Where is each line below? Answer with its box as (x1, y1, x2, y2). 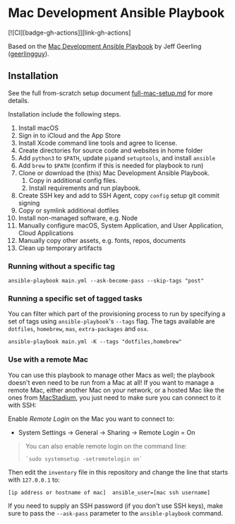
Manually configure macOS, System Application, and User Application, (18, 221, 224, 230)
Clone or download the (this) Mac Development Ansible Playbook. (18, 168, 210, 177)
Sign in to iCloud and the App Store (18, 131, 121, 139)
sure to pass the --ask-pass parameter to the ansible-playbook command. (8, 508, 224, 517)
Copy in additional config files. (28, 176, 118, 184)
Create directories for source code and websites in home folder (18, 146, 203, 155)
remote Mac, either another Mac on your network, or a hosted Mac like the (8, 386, 225, 394)
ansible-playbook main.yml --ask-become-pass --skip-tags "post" (8, 278, 204, 285)
